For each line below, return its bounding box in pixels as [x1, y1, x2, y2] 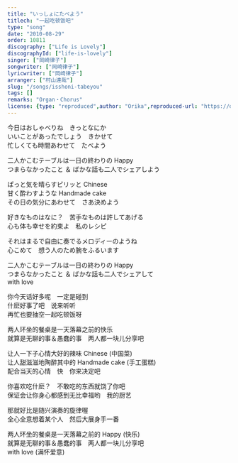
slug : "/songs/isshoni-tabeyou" [7, 83, 103, 90]
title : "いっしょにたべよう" [7, 10, 84, 18]
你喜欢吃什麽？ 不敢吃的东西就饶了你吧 [7, 381, 125, 391]
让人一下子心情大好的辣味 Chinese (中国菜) [7, 349, 132, 357]
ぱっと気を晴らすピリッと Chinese [7, 180, 108, 188]
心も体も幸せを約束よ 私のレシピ [7, 222, 107, 230]
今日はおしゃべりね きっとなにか [7, 123, 107, 131]
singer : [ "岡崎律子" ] [7, 57, 67, 64]
